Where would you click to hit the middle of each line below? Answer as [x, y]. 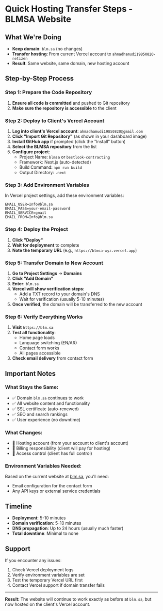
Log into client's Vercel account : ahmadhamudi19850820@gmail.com [77, 131]
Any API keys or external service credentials [56, 491]
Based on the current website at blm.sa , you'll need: [57, 477]
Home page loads [37, 338]
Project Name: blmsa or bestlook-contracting [65, 157]
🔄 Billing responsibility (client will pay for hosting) [61, 448]
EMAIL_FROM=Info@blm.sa [29, 217]
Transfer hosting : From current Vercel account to [62, 54]
